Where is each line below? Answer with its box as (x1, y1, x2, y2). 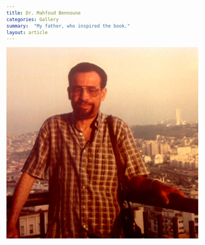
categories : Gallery (6, 16, 60, 23)
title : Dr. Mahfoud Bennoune (6, 10, 81, 16)
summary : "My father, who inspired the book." (6, 23, 131, 29)
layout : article (6, 29, 48, 36)
